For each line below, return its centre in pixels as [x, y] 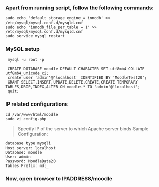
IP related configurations [36, 104]
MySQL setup [22, 49]
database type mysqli [28, 143]
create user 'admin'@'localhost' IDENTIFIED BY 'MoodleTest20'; [77, 78]
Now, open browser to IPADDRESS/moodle [59, 178]
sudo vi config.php [26, 119]
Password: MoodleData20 [31, 161]
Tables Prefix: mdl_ [27, 165]
